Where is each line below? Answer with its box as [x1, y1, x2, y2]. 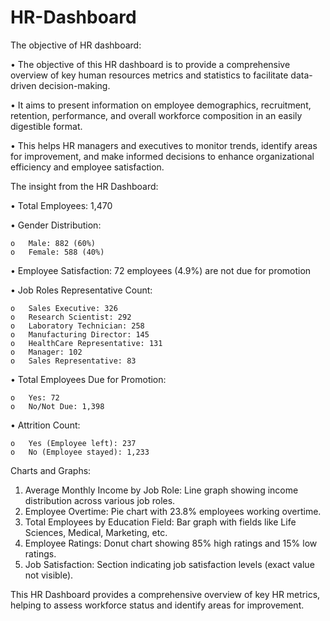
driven [10, 79, 37, 91]
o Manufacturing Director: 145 [10, 329, 150, 340]
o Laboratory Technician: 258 [10, 321, 145, 331]
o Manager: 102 [10, 347, 83, 357]
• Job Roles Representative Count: [10, 284, 153, 296]
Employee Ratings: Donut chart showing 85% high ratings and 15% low [24, 537, 318, 549]
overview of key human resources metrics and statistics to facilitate [10, 69, 289, 81]
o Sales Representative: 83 [10, 356, 137, 366]
